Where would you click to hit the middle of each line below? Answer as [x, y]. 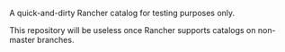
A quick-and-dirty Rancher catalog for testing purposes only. [122, 13]
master [22, 40]
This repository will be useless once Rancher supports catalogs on [133, 30]
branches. [56, 40]
